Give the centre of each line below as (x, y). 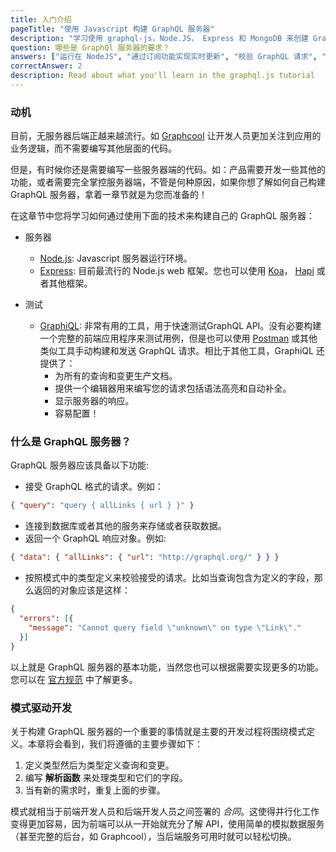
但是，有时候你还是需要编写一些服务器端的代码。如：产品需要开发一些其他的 (168, 170)
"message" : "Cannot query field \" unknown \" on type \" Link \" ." (165, 627)
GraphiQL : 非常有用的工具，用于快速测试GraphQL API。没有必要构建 (180, 326)
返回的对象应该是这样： (82, 590)
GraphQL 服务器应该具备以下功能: (80, 465)
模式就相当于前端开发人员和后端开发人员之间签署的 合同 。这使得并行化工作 (165, 811)
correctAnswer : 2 (46, 66)
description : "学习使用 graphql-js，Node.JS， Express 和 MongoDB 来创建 (159, 38)
